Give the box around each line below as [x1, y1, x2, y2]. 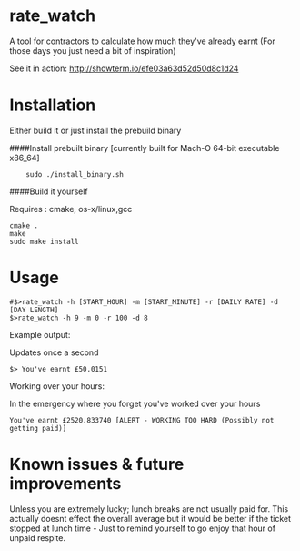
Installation [9, 95, 96, 116]
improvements [9, 474, 122, 494]
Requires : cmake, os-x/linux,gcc [9, 203, 133, 214]
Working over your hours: [9, 380, 105, 392]
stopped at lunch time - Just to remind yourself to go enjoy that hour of [9, 523, 275, 534]
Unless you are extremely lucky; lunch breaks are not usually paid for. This [9, 503, 289, 515]
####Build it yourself [9, 186, 88, 197]
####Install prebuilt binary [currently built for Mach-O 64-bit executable [9, 142, 280, 153]
